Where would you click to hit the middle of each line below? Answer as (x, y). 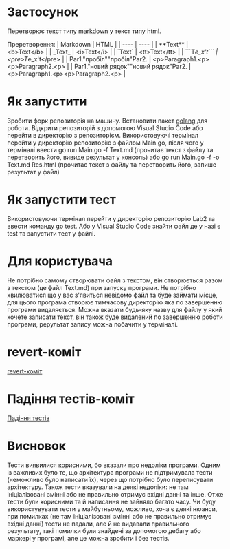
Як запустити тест (62, 200)
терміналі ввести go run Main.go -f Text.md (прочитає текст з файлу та (110, 149)
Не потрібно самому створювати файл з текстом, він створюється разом (115, 280)
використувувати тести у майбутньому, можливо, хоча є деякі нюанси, (112, 509)
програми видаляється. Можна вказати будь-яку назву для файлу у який (115, 309)
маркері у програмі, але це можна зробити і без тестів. (88, 538)
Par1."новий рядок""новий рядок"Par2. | (133, 66)
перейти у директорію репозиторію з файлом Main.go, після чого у (105, 143)
